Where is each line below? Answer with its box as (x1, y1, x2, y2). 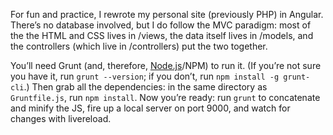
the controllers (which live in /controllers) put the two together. (10, 40, 268, 52)
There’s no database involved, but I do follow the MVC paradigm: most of (10, 19, 312, 31)
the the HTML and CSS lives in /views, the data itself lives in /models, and (10, 30, 314, 41)
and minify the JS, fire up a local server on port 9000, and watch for (10, 102, 291, 114)
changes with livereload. (10, 113, 112, 124)
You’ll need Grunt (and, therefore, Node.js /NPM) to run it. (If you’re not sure (10, 60, 322, 71)
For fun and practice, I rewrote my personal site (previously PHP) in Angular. (10, 9, 324, 20)
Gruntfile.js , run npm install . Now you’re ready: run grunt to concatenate (10, 92, 321, 103)
